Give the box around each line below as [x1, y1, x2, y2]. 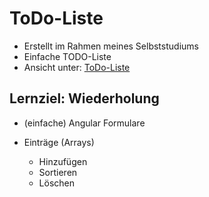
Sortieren [38, 166, 78, 178]
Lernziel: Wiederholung [9, 90, 160, 107]
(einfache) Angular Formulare [23, 117, 146, 129]
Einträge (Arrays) [23, 136, 95, 148]
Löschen [38, 177, 76, 189]
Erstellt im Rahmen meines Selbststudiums [23, 40, 199, 52]
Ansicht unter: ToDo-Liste [23, 61, 131, 73]
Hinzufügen [38, 155, 88, 167]
